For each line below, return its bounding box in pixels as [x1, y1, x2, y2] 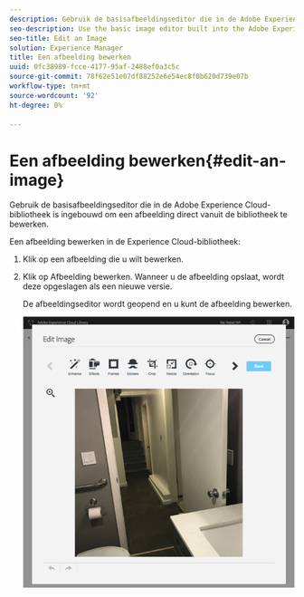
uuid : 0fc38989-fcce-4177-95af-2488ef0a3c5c [9, 63, 180, 72]
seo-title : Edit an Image [9, 34, 107, 43]
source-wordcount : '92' [9, 91, 100, 100]
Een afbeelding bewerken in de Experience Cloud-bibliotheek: [9, 236, 242, 247]
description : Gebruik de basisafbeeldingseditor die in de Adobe [9, 14, 261, 24]
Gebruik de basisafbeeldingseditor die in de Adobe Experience [9, 199, 243, 210]
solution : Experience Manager [9, 43, 124, 53]
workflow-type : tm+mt [9, 82, 91, 91]
